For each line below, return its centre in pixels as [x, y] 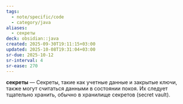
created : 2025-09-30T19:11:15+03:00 [51, 44]
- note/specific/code [38, 17]
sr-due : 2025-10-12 [30, 55]
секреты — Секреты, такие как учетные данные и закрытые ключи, [92, 82]
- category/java [31, 22]
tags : [13, 11]
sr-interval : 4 [25, 60]
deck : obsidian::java [33, 39]
